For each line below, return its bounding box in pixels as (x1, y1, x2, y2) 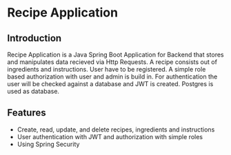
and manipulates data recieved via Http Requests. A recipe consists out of (7, 58, 217, 66)
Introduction (7, 32, 62, 44)
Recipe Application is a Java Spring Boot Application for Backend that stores (7, 50, 224, 59)
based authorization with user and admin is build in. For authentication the (7, 72, 218, 81)
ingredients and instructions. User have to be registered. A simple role (7, 65, 206, 73)
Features (7, 107, 46, 118)
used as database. (7, 87, 60, 95)
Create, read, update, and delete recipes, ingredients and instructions (17, 125, 215, 134)
